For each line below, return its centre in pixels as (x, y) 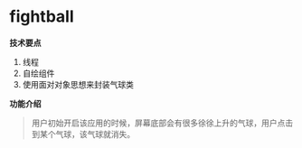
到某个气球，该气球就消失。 (83, 134)
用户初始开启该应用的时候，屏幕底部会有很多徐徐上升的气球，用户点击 (162, 123)
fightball (42, 17)
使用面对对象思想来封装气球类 (78, 84)
